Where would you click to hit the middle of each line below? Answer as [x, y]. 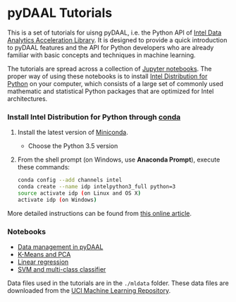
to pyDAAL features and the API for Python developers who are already [111, 47]
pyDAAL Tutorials [60, 13]
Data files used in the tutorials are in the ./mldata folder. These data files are [118, 283]
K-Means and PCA [44, 255]
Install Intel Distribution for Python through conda [94, 116]
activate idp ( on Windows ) [57, 200]
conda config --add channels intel [70, 180]
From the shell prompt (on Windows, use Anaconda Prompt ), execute [119, 159]
